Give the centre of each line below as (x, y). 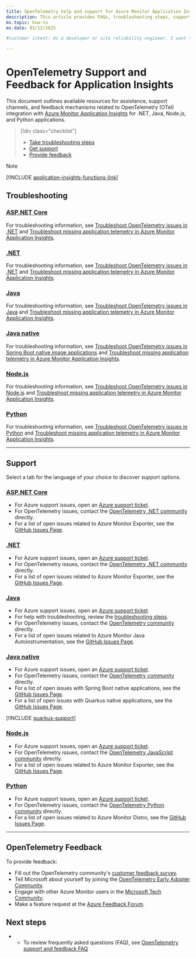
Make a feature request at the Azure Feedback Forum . (79, 904)
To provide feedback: (32, 861)
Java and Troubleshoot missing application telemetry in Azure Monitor (90, 312)
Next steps (26, 923)
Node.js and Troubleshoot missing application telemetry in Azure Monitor (94, 392)
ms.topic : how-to (27, 22)
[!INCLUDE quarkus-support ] (41, 718)
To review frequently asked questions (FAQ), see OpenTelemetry (101, 943)
